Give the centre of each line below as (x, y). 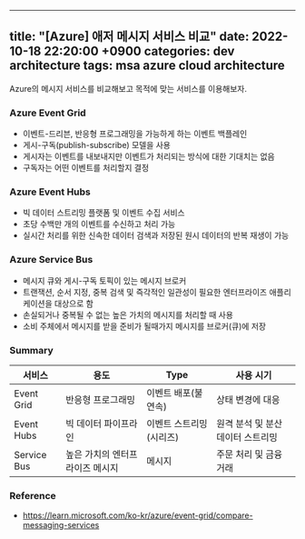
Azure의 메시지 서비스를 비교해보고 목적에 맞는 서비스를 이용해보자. (128, 88)
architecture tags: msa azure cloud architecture (148, 66)
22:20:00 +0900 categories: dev (139, 51)
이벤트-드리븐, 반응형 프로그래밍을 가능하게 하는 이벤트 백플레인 (135, 134)
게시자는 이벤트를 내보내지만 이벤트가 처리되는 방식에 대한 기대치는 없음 (148, 156)
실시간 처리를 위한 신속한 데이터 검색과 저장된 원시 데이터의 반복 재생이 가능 (156, 235)
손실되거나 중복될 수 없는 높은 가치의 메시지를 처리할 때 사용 (128, 314)
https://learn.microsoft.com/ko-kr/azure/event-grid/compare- (138, 515)
